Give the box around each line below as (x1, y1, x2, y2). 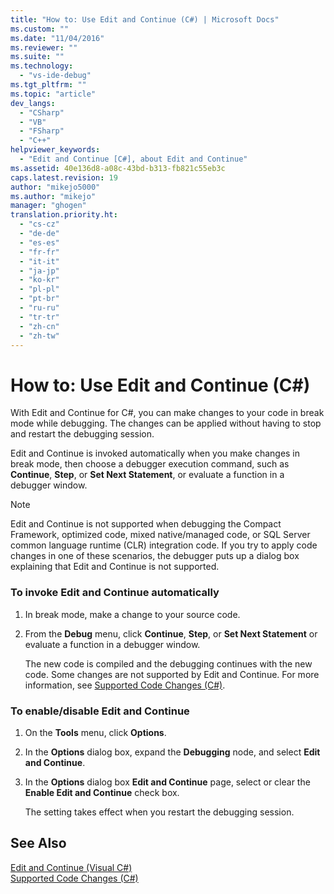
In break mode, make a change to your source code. (24, 608, 241, 620)
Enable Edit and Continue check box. (24, 786, 180, 798)
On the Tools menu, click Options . (24, 726, 167, 738)
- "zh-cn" (19, 321, 60, 331)
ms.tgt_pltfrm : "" (10, 80, 87, 90)
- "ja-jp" (19, 266, 60, 276)
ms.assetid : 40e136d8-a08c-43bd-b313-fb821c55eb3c (10, 163, 226, 173)
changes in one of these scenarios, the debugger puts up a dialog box (10, 550, 300, 562)
